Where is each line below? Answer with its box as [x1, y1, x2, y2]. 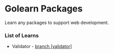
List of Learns [5, 32, 39, 39]
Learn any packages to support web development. [5, 19, 109, 25]
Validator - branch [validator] [12, 43, 72, 49]
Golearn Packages [5, 3, 83, 14]
